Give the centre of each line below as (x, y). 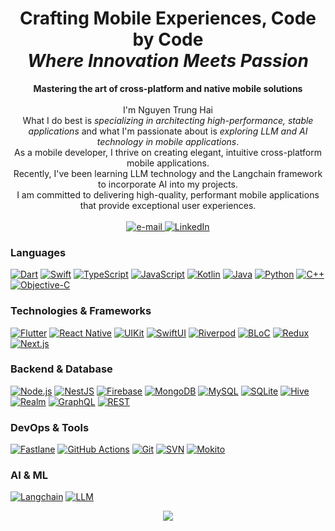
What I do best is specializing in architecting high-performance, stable (168, 120)
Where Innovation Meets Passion (168, 61)
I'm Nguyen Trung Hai (168, 109)
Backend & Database (61, 369)
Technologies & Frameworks (81, 311)
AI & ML (29, 475)
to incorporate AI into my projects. (168, 184)
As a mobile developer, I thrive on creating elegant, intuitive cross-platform (168, 152)
